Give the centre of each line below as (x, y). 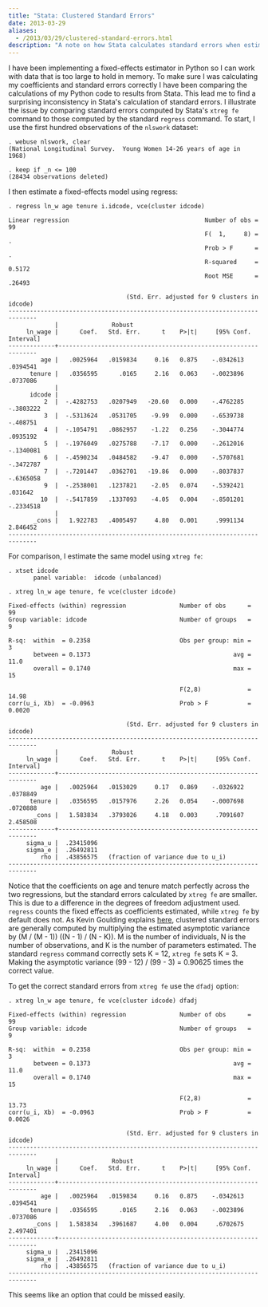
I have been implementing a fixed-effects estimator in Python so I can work (132, 68)
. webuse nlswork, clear (49, 142)
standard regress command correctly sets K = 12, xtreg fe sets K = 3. (123, 954)
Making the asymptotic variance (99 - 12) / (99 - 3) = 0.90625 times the (126, 962)
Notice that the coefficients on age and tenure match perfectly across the (129, 886)
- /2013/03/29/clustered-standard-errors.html (94, 38)
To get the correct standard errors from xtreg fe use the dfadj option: (124, 986)
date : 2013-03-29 (37, 23)
